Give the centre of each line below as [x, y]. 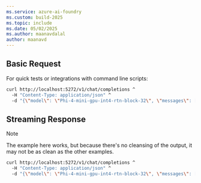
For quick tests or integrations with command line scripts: [77, 78]
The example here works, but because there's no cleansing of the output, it [99, 145]
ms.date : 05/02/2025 [32, 28]
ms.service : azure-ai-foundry [44, 12]
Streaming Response [46, 119]
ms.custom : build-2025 [34, 17]
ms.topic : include [29, 23]
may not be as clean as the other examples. [60, 152]
